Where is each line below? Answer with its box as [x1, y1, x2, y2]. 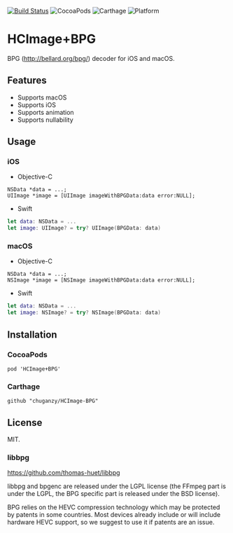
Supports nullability [17, 116, 73, 124]
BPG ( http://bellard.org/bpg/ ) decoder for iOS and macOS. [7, 54, 175, 62]
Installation [7, 328, 57, 340]
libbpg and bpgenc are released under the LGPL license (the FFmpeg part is [7, 482, 226, 490]
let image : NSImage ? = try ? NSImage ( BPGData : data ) [7, 309, 161, 317]
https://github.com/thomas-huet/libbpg [7, 469, 120, 477]
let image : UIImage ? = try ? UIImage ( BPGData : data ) [7, 225, 161, 232]
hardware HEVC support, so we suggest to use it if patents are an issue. [7, 518, 215, 527]
